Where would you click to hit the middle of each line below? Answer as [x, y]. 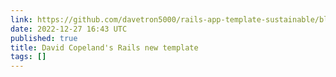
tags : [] [28, 57]
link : [21, 19]
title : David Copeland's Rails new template [104, 47]
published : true [44, 38]
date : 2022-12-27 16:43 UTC [69, 29]
